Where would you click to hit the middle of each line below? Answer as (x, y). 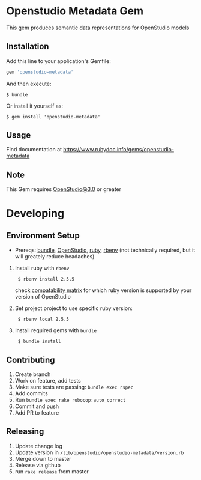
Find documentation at (34, 150)
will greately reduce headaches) (55, 257)
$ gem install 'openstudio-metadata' (53, 117)
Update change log (39, 446)
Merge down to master (43, 458)
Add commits (31, 393)
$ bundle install (39, 342)
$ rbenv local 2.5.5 (43, 320)
